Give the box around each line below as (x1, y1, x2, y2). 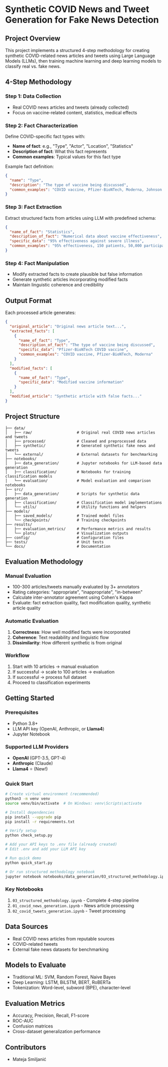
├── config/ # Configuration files (5, 535, 124, 540)
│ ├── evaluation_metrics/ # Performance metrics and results (5, 526, 151, 531)
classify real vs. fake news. (5, 64, 61, 69)
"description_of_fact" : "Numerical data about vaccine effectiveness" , (9, 234, 162, 239)
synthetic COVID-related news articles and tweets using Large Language (5, 53, 155, 59)
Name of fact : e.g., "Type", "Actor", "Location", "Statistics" (12, 143, 133, 149)
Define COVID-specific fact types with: (5, 133, 85, 139)
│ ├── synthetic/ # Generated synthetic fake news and (5, 443, 155, 448)
